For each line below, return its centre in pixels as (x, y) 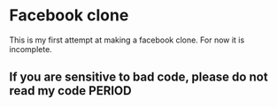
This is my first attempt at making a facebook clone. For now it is (127, 40)
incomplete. (31, 49)
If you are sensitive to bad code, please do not (138, 77)
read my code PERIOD (70, 91)
